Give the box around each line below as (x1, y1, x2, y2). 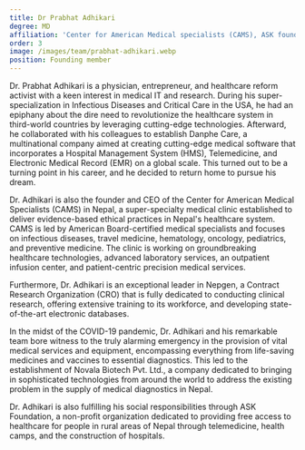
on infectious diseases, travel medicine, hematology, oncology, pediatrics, (9, 233, 287, 243)
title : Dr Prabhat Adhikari (9, 13, 116, 23)
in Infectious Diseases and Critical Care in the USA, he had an (63, 100, 293, 110)
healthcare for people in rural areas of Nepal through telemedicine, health (9, 421, 285, 431)
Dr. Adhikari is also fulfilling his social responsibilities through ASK (9, 401, 257, 412)
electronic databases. (48, 308, 130, 318)
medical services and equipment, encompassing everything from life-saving (9, 346, 295, 356)
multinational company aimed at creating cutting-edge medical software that (9, 138, 296, 149)
